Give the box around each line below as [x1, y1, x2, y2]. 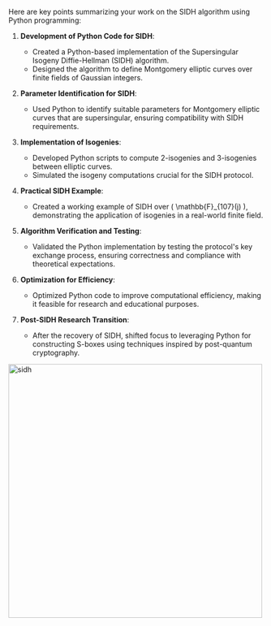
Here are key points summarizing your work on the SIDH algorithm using [8, 7, 250, 16]
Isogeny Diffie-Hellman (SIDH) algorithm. [32, 56, 170, 65]
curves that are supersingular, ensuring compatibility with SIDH [32, 113, 244, 123]
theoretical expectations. [32, 259, 116, 269]
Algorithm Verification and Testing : [19, 227, 142, 235]
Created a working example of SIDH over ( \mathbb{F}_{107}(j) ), [32, 202, 248, 211]
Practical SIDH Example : [19, 186, 104, 196]
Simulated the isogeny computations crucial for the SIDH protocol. [32, 171, 254, 179]
